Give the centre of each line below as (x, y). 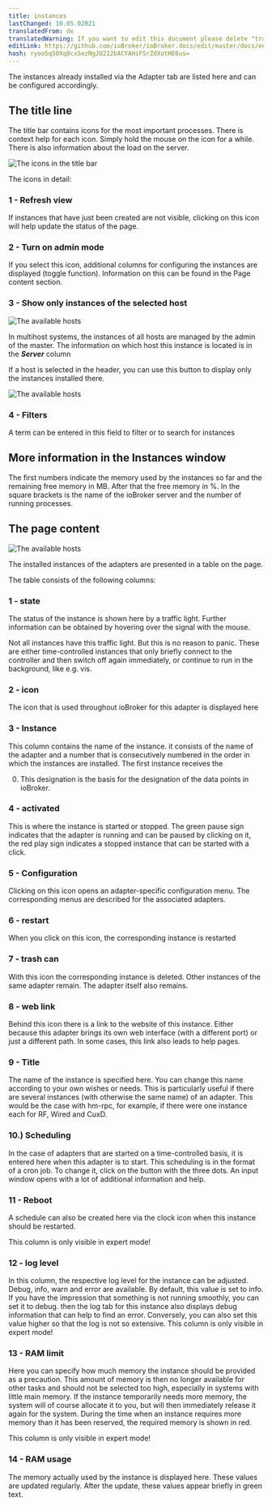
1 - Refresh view (40, 200)
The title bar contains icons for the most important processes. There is (126, 130)
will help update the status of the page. (74, 226)
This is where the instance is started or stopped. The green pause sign (126, 826)
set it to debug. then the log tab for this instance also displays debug (123, 1306)
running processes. (40, 503)
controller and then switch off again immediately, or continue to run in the (131, 660)
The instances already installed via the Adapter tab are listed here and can (132, 77)
